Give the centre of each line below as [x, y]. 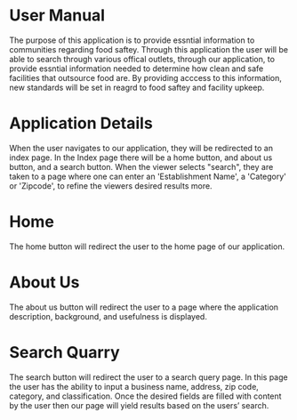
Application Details [81, 123]
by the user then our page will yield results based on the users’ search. [139, 405]
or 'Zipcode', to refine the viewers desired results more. [111, 186]
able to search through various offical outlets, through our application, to [142, 59]
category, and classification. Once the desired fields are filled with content [145, 396]
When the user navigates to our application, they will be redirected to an [141, 148]
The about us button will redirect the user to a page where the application [144, 307]
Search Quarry [64, 352]
